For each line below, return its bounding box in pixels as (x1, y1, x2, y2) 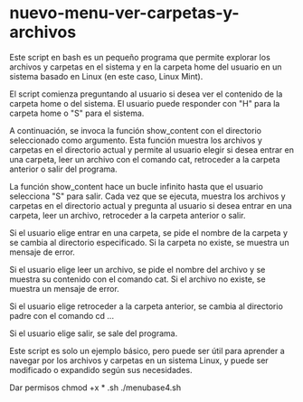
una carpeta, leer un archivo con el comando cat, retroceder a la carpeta (9, 154, 280, 164)
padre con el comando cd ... (9, 310, 115, 321)
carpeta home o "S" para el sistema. (9, 108, 145, 118)
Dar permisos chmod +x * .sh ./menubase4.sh (9, 382, 182, 393)
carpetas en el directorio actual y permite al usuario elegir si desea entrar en (9, 144, 294, 155)
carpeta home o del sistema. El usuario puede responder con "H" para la (9, 98, 280, 108)
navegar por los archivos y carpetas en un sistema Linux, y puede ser (9, 355, 269, 366)
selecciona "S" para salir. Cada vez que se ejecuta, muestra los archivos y (9, 191, 287, 201)
